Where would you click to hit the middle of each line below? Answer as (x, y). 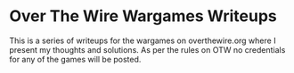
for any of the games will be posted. (75, 59)
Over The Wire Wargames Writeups (143, 16)
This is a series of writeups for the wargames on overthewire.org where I (143, 40)
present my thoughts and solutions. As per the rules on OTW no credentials (147, 49)
